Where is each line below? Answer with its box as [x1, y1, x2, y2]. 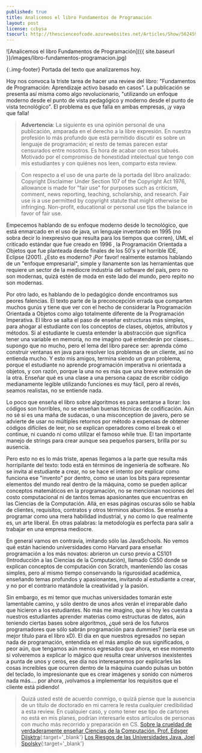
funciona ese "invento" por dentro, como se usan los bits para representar [6, 474, 191, 482]
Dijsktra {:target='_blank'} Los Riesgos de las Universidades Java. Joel [20, 734, 195, 741]
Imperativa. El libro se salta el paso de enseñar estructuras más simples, [6, 317, 185, 324]
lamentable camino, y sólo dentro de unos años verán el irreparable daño [6, 600, 188, 608]
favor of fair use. [20, 210, 63, 217]
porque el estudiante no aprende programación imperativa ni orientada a [6, 361, 186, 368]
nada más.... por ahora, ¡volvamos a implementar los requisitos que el [6, 677, 179, 684]
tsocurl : [6, 31, 28, 37]
